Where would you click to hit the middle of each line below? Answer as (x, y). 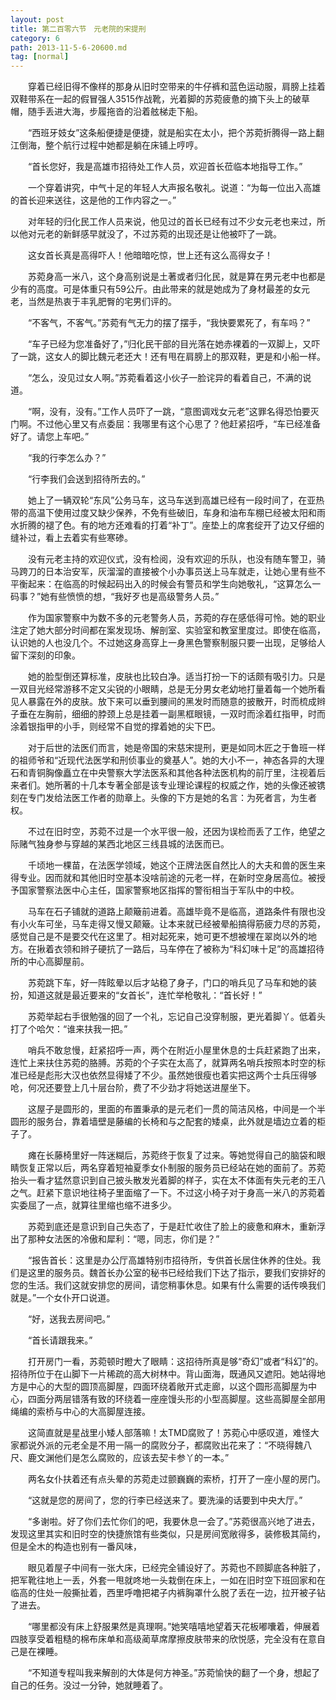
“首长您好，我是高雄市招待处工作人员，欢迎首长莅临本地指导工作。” (165, 167)
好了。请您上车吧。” (50, 437)
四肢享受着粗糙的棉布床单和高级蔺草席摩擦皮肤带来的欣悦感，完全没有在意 (163, 1639)
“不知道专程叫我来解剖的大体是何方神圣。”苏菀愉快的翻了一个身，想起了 (174, 1673)
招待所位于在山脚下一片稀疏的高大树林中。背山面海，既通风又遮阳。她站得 (163, 1374)
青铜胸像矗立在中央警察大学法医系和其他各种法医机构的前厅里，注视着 (172, 773)
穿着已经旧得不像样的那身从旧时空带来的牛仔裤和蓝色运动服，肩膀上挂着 (176, 87)
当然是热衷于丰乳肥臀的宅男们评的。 (102, 302)
